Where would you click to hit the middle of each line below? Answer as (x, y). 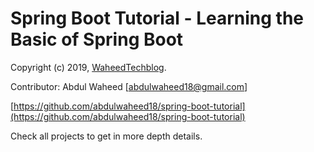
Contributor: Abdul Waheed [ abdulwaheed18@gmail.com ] (129, 86)
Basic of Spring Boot (97, 39)
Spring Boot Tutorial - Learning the (157, 18)
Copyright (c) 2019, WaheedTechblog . (88, 67)
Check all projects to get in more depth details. (106, 136)
